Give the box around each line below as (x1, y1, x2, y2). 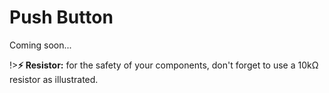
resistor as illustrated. (9, 73, 99, 85)
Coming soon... (9, 39, 72, 51)
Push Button (9, 6, 114, 29)
